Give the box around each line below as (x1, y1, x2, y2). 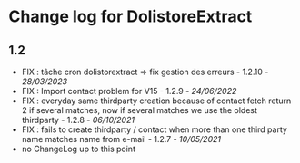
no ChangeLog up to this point (21, 143, 135, 154)
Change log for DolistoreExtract (8, 6, 253, 27)
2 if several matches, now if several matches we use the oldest (21, 105, 258, 115)
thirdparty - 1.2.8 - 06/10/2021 (21, 115, 135, 125)
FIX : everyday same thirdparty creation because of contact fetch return (21, 95, 292, 106)
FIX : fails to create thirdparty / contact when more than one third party (21, 124, 288, 135)
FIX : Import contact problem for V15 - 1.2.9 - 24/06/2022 (21, 86, 237, 96)
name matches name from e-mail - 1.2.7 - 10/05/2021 (21, 134, 222, 144)
